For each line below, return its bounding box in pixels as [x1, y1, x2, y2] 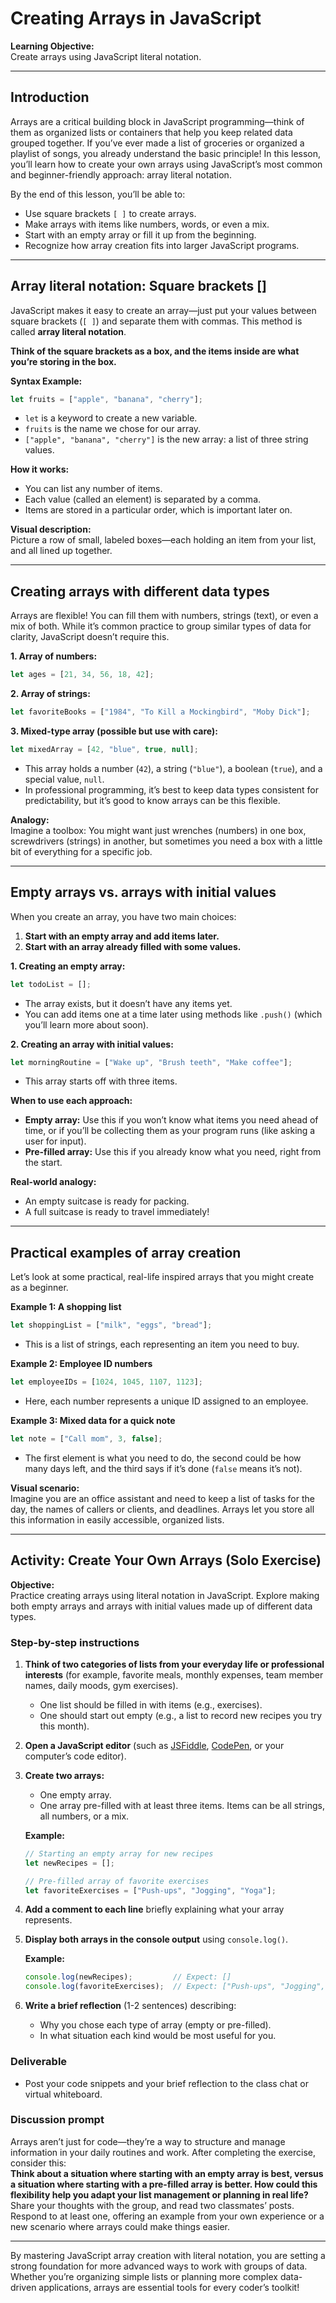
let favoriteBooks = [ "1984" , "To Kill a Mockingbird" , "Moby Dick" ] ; [10, 707, 311, 717]
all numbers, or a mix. [39, 1810, 130, 1822]
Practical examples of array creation [10, 1244, 242, 1261]
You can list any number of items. [24, 483, 163, 495]
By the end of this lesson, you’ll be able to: [10, 188, 186, 200]
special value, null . [24, 773, 105, 785]
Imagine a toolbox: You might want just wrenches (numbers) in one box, [10, 824, 307, 836]
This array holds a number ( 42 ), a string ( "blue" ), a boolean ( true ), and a [24, 762, 323, 774]
